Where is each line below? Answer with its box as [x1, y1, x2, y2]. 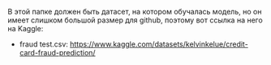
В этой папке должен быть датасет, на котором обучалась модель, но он [7, 7, 262, 16]
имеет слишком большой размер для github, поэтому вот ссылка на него [7, 15, 263, 25]
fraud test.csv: [19, 39, 68, 49]
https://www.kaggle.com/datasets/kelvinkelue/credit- [69, 39, 248, 49]
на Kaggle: [7, 24, 44, 33]
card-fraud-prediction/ [19, 48, 96, 57]
